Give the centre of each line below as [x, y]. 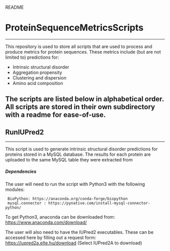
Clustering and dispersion [39, 77]
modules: [15, 190]
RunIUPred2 [25, 132]
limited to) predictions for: [32, 57]
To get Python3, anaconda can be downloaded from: [60, 217]
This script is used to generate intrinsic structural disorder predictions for [81, 149]
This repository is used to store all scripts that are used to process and [79, 46]
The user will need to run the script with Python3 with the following [75, 184]
